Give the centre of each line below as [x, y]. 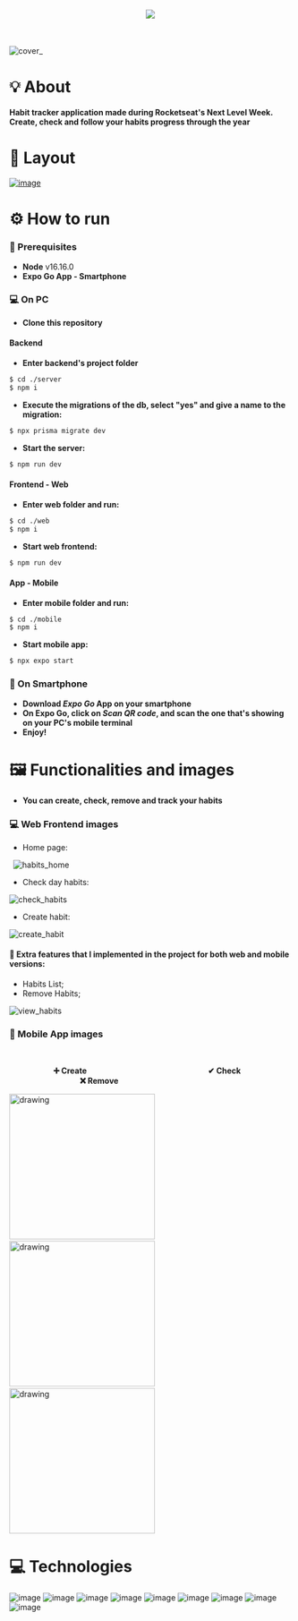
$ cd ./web [30, 521]
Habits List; [43, 984]
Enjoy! [34, 732]
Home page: [45, 847]
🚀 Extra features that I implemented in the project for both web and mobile [149, 954]
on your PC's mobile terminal [77, 722]
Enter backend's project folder [80, 363]
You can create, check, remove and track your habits [122, 801]
